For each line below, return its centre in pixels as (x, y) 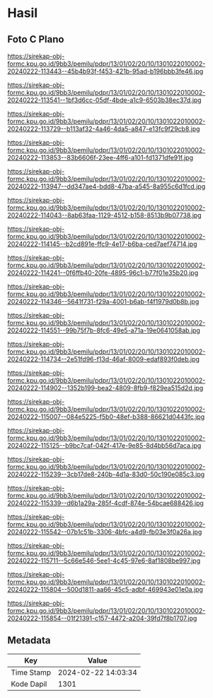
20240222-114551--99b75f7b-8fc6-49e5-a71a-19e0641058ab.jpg (104, 330)
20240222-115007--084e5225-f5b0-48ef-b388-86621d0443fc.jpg (106, 417)
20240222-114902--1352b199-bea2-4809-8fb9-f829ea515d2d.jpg (105, 388)
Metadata (29, 640)
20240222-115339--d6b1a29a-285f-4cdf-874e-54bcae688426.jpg (105, 503)
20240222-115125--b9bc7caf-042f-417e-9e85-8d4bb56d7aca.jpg (104, 445)
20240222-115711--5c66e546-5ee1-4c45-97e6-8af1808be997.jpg (104, 561)
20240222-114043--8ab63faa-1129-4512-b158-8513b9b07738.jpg (104, 215)
